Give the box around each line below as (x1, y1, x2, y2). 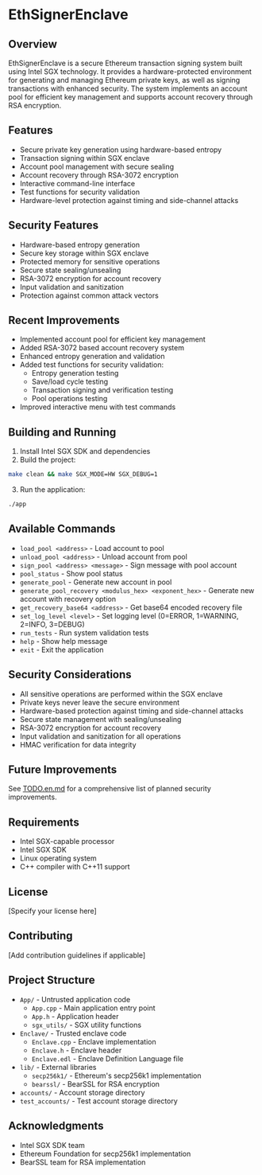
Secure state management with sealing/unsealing (19, 714, 182, 724)
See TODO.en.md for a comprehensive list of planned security (8, 784, 212, 794)
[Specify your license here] (8, 906, 97, 916)
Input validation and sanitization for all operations (19, 731, 181, 741)
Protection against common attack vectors (19, 291, 159, 300)
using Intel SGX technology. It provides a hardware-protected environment (8, 67, 252, 76)
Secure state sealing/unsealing (19, 265, 121, 275)
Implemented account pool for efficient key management (19, 334, 206, 344)
